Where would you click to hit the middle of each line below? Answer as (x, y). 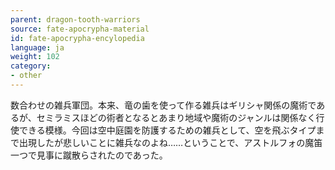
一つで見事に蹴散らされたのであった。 (89, 155)
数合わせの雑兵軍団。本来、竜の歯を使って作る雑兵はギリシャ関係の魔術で (163, 105)
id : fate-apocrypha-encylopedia (77, 38)
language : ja (37, 47)
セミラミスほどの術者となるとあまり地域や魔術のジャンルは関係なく (176, 117)
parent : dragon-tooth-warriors (75, 19)
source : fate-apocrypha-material (80, 29)
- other (26, 76)
